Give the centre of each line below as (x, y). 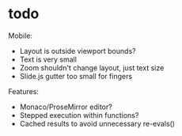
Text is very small (48, 59)
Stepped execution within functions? (79, 115)
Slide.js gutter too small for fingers (76, 76)
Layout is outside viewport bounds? (78, 51)
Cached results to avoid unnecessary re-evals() (97, 123)
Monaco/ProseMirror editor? (66, 107)
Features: (24, 91)
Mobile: (21, 36)
